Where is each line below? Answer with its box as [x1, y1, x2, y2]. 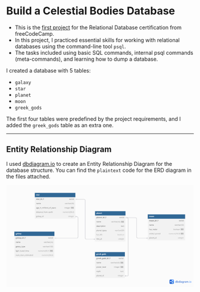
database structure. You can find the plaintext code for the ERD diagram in [6, 167, 192, 174]
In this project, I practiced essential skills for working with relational [14, 36, 180, 43]
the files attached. [6, 172, 51, 180]
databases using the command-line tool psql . [14, 43, 126, 50]
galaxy [14, 79, 32, 86]
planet [14, 92, 32, 98]
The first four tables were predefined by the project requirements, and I [6, 115, 181, 123]
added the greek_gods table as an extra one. [6, 121, 114, 128]
